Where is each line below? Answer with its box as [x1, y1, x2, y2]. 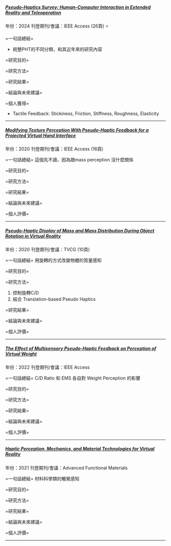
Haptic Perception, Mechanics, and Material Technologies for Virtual [5, 446, 155, 452]
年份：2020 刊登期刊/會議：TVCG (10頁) [5, 246, 90, 252]
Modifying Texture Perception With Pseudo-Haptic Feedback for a [5, 127, 149, 133]
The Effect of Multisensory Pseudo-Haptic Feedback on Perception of [5, 345, 157, 351]
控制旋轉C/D [12, 289, 39, 295]
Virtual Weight [5, 350, 37, 357]
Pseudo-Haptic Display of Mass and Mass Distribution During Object [5, 227, 155, 234]
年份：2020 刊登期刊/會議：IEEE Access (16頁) [5, 146, 103, 152]
